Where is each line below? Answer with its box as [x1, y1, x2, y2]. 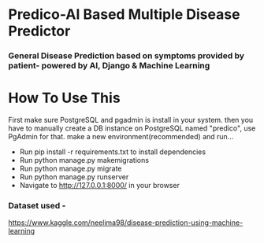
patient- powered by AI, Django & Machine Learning [8, 61, 210, 72]
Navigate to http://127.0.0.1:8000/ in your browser [19, 181, 180, 190]
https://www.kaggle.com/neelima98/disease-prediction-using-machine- [8, 218, 244, 227]
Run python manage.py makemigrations [19, 156, 150, 165]
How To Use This [8, 89, 121, 107]
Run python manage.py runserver [19, 172, 129, 182]
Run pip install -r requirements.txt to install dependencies [19, 147, 206, 156]
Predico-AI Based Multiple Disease [8, 6, 240, 24]
